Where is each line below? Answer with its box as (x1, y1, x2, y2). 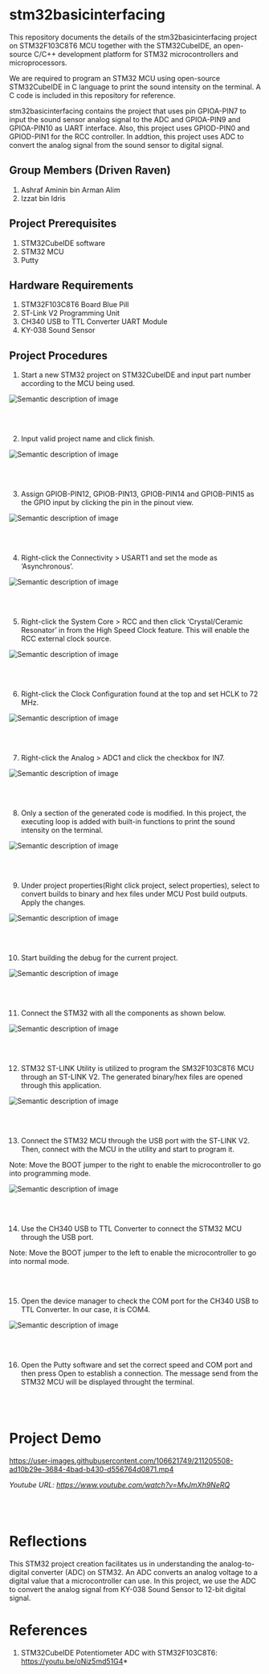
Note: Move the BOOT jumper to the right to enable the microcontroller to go (9, 1160, 262, 1170)
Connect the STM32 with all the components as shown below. (20, 1008, 226, 1018)
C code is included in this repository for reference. (9, 90, 176, 100)
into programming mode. (9, 1168, 92, 1179)
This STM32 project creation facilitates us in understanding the (9, 1559, 218, 1569)
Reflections (9, 1532, 88, 1551)
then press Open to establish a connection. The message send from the (20, 1368, 259, 1378)
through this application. (20, 1081, 102, 1090)
